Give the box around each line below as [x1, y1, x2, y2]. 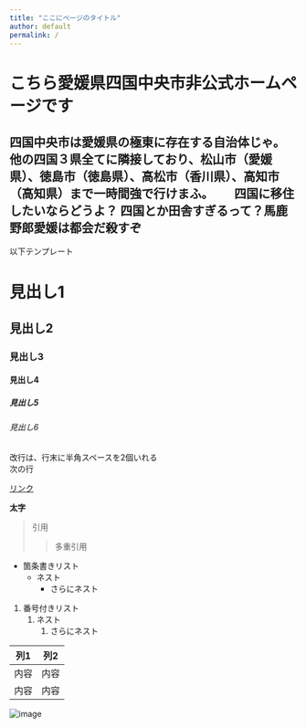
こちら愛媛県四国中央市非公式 [9, 72, 235, 93]
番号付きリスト [22, 603, 79, 614]
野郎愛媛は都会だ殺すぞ [9, 220, 142, 236]
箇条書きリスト [22, 561, 79, 572]
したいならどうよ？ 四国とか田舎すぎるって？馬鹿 [9, 203, 288, 218]
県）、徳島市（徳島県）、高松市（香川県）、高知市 [9, 168, 280, 184]
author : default [9, 22, 71, 31]
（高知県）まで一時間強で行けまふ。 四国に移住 [9, 185, 295, 201]
